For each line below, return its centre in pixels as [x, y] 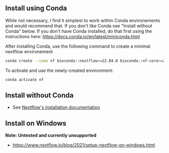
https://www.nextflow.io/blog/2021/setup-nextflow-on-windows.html [84, 145]
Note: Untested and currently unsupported [51, 135]
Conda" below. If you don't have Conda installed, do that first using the [79, 31]
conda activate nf [24, 80]
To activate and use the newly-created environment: [59, 70]
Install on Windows [36, 123]
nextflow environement [29, 51]
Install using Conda [36, 8]
